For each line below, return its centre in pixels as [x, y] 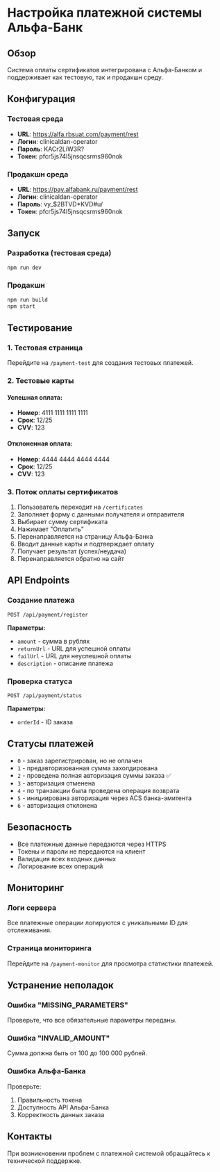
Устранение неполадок [61, 985]
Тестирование [40, 328]
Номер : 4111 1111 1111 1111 [52, 413]
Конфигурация [41, 99]
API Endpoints [39, 581]
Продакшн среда [38, 174]
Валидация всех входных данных [67, 858]
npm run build [28, 300]
